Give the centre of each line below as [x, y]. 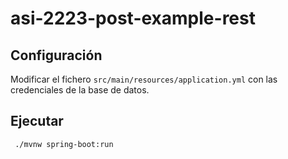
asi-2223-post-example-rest [133, 18]
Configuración [56, 55]
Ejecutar [37, 121]
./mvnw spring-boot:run [64, 144]
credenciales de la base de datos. [80, 90]
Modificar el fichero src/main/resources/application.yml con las [144, 79]
